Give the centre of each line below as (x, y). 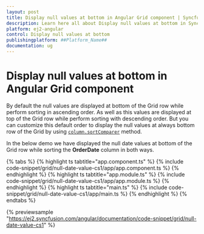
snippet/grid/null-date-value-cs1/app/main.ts (63, 194)
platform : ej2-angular (35, 29)
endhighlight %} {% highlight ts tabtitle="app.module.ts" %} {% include (96, 174)
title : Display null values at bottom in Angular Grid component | (93, 18)
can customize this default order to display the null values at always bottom (101, 125)
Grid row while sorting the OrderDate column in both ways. (80, 150)
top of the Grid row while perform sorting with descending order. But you (97, 119)
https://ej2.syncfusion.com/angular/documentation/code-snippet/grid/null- (103, 218)
